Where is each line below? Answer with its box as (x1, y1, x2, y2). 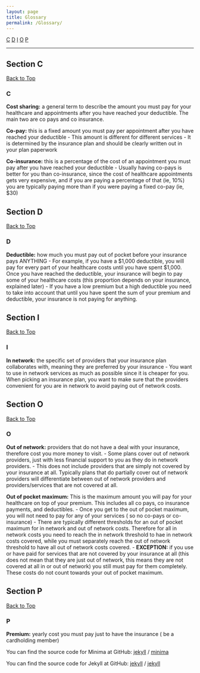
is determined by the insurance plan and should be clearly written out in (6, 140, 183, 147)
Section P (6, 586, 43, 596)
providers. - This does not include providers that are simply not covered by (6, 462, 190, 469)
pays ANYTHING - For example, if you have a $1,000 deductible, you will (6, 257, 185, 264)
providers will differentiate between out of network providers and (6, 475, 166, 482)
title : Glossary (6, 14, 46, 20)
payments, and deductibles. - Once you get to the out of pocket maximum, (6, 506, 189, 513)
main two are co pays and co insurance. (6, 116, 104, 123)
